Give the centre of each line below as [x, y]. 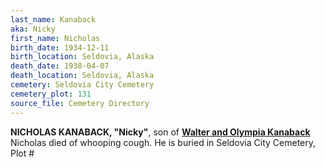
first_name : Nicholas [55, 38]
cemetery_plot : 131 [51, 94]
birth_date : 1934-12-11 [60, 47]
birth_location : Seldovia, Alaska [82, 57]
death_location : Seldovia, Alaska [82, 76]
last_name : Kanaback [53, 19]
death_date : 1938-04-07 [60, 66]
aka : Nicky [33, 29]
